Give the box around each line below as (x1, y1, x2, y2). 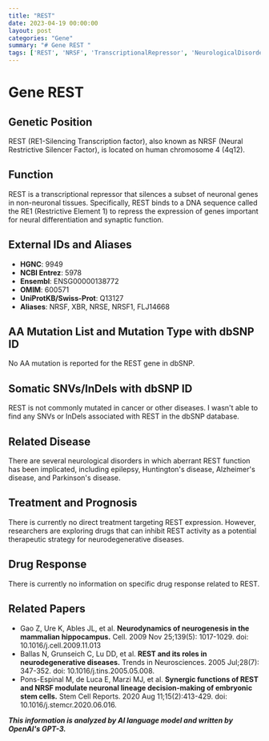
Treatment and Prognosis (8, 496, 138, 510)
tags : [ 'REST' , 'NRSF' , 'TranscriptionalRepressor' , (8, 49, 188, 57)
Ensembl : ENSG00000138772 (19, 276, 119, 286)
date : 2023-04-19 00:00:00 (8, 19, 98, 27)
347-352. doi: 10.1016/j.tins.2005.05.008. (19, 666, 155, 675)
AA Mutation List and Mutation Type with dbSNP (8, 325, 255, 338)
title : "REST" (8, 11, 56, 20)
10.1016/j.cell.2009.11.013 (19, 640, 102, 650)
